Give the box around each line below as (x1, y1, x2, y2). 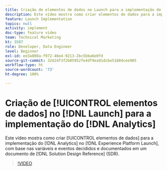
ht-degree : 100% (5, 72, 39, 77)
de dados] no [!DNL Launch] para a (5, 108, 152, 119)
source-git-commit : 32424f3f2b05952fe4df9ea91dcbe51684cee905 (5, 58, 137, 63)
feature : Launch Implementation (5, 16, 72, 21)
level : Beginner (5, 49, 39, 54)
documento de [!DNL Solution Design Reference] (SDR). (5, 151, 120, 157)
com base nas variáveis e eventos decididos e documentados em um (5, 145, 147, 151)
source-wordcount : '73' (5, 67, 55, 72)
